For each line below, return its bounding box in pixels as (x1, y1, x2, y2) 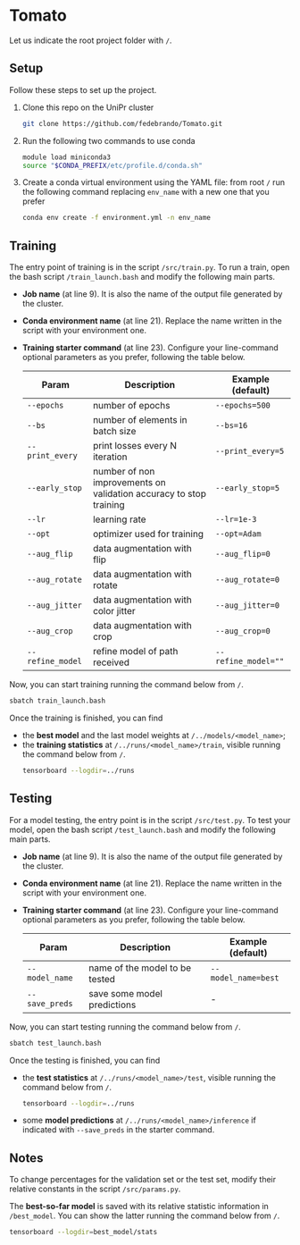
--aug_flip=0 (215, 549, 271, 559)
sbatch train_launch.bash (9, 696, 105, 706)
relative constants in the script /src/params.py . (9, 1183, 181, 1194)
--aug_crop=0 (215, 627, 271, 636)
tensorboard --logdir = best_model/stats (9, 1228, 158, 1237)
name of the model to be (88, 962, 192, 974)
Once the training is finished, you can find (9, 712, 163, 723)
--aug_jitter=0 (215, 601, 279, 610)
